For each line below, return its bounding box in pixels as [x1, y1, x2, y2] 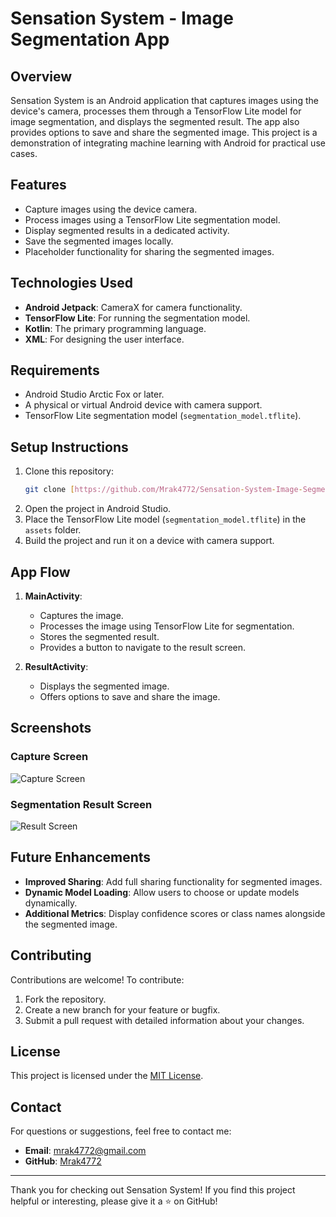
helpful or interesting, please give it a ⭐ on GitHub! [10, 1195, 218, 1207]
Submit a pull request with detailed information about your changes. [24, 1014, 305, 1026]
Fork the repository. [24, 993, 107, 1005]
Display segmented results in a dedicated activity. [24, 224, 230, 236]
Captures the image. [39, 609, 124, 621]
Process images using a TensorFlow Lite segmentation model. [24, 213, 281, 226]
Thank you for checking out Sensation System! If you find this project [10, 1184, 296, 1196]
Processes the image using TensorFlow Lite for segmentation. [39, 620, 295, 632]
